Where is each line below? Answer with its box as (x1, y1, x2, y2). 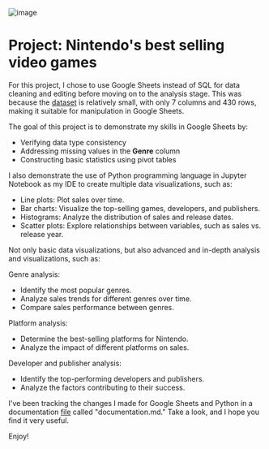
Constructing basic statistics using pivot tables (19, 154, 177, 164)
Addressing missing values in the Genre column (19, 146, 181, 156)
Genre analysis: (8, 269, 61, 279)
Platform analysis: (8, 317, 68, 328)
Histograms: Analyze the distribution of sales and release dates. (19, 212, 234, 222)
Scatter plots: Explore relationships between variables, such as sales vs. (19, 220, 262, 231)
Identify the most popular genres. (19, 285, 132, 295)
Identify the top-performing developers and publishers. (19, 373, 205, 383)
